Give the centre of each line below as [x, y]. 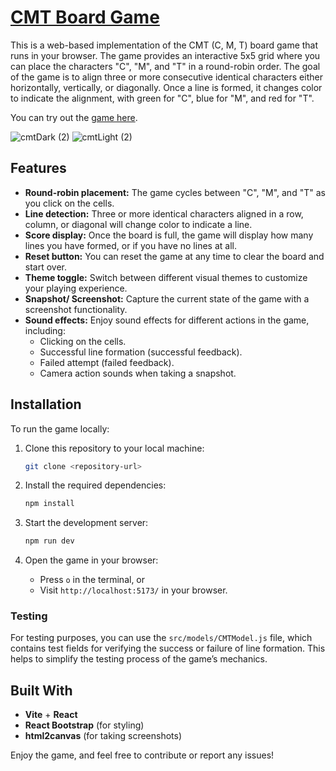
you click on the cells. [69, 203]
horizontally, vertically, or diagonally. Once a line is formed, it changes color [166, 87]
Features [38, 168]
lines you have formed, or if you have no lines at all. [130, 245]
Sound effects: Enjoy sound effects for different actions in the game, [167, 320]
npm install [49, 504]
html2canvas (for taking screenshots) [103, 736]
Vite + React [51, 715]
